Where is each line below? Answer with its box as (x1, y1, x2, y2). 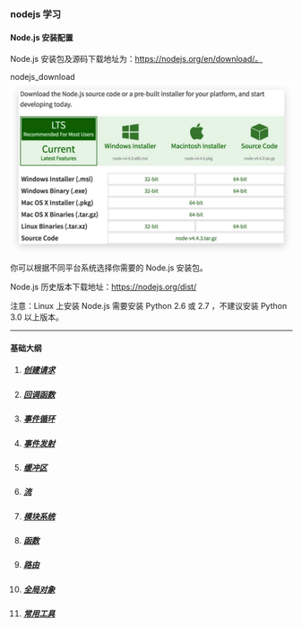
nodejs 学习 (10, 7, 62, 20)
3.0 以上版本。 (10, 312, 64, 322)
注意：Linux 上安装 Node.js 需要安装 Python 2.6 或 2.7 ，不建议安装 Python (10, 301, 288, 312)
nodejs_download (10, 72, 75, 83)
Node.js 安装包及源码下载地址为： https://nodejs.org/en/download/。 (10, 54, 263, 65)
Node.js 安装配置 (10, 31, 74, 42)
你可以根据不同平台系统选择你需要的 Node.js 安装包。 (10, 262, 209, 273)
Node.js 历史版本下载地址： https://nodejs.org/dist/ (10, 281, 197, 293)
